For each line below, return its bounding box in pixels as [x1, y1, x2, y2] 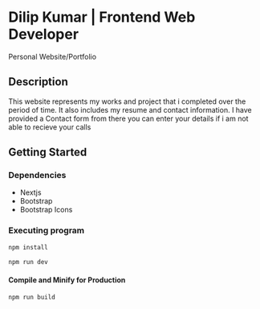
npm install [8, 243, 48, 251]
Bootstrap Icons [19, 205, 73, 215]
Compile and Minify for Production [8, 275, 126, 285]
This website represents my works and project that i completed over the [8, 97, 246, 106]
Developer [8, 25, 79, 43]
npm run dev [8, 257, 48, 266]
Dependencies [8, 170, 67, 181]
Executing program [8, 225, 85, 237]
